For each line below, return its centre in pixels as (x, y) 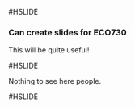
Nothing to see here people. (55, 81)
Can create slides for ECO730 (67, 32)
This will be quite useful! (49, 50)
